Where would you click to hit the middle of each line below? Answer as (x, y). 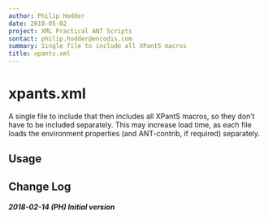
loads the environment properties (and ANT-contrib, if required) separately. (134, 133)
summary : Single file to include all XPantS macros (97, 46)
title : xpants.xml (39, 54)
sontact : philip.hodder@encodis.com (70, 39)
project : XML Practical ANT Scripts (70, 31)
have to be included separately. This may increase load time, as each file (130, 125)
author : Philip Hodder (47, 16)
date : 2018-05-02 (38, 24)
